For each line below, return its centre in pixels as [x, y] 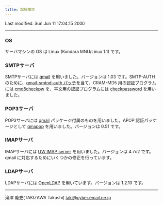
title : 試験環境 [20, 9]
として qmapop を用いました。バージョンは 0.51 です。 [68, 126]
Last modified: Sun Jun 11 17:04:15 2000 [45, 23]
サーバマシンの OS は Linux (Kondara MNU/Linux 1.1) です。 [64, 51]
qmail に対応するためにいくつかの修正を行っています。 [60, 158]
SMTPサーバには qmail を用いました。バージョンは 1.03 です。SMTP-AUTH [80, 77]
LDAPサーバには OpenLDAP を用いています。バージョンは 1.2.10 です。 [75, 183]
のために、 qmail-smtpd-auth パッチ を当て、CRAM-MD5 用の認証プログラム [81, 83]
